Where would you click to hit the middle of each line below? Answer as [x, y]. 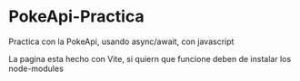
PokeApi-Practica [76, 17]
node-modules [36, 68]
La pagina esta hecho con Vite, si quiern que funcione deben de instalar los [150, 58]
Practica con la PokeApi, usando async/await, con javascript [121, 41]
